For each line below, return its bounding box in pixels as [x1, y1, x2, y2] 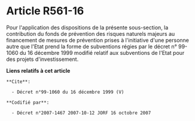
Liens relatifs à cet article [6, 67, 71, 74]
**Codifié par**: [6, 100, 50, 106]
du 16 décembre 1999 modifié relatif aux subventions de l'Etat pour [19, 49, 185, 56]
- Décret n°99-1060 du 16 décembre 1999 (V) [11, 89, 124, 95]
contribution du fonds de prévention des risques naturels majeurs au [6, 30, 175, 37]
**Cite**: [6, 79, 31, 85]
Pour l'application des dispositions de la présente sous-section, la [6, 24, 169, 31]
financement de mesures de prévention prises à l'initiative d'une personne [6, 36, 190, 44]
